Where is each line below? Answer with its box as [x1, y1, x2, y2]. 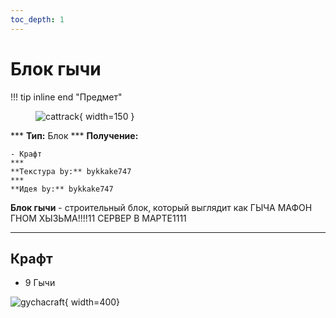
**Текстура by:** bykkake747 [10, 166, 132, 176]
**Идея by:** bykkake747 [10, 184, 114, 194]
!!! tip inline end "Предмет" [10, 91, 123, 103]
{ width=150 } [78, 110, 135, 122]
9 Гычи [24, 277, 56, 289]
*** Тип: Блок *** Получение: [10, 129, 139, 141]
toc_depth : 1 [10, 14, 65, 25]
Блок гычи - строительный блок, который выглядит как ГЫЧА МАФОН [10, 201, 313, 213]
